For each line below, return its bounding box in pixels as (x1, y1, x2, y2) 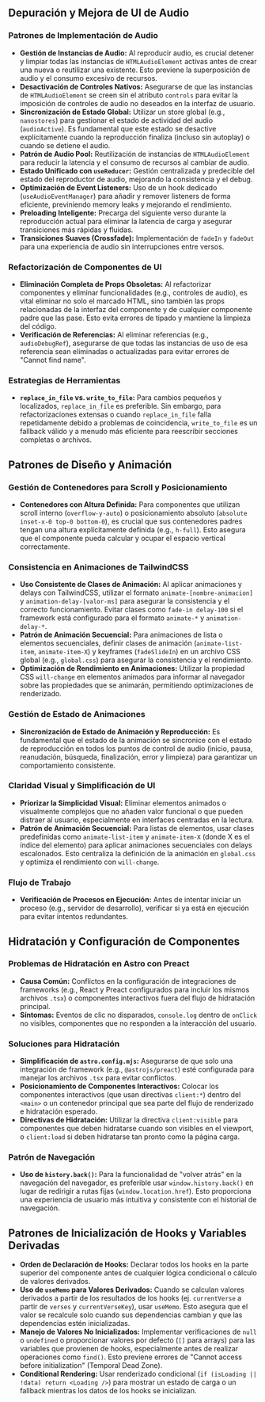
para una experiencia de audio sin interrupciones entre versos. (19, 242, 225, 251)
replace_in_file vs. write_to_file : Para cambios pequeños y (19, 393, 222, 402)
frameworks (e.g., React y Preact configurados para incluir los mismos (19, 985, 250, 994)
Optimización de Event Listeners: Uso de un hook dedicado (19, 182, 218, 192)
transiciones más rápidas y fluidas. (19, 225, 134, 234)
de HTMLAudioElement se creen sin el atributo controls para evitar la (19, 90, 239, 100)
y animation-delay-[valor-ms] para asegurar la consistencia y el (19, 596, 230, 606)
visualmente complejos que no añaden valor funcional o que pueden (19, 806, 244, 816)
